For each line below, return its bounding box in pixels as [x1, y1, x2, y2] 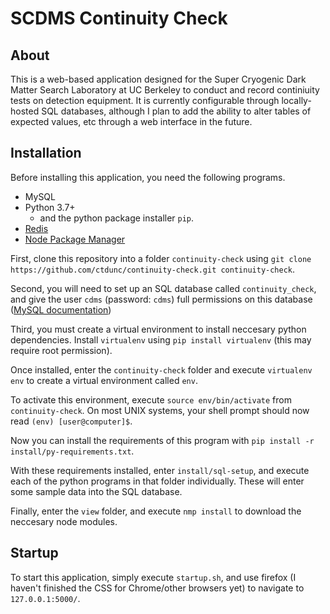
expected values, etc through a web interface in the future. [10, 116, 253, 127]
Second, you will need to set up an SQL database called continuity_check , [10, 282, 317, 294]
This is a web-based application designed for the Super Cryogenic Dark [10, 73, 307, 85]
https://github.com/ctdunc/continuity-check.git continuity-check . [10, 263, 296, 275]
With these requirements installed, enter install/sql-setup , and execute [10, 464, 310, 476]
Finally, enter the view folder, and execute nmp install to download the [10, 505, 302, 517]
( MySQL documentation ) [10, 303, 112, 316]
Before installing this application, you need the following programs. [10, 171, 286, 183]
